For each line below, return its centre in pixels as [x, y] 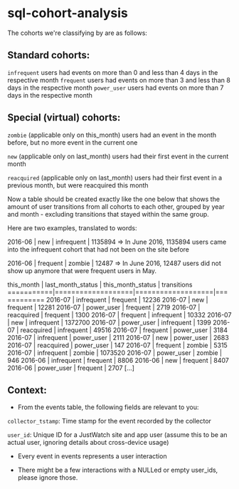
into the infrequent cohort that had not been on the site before [99, 249]
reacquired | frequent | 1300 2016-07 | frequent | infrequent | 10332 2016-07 [119, 314]
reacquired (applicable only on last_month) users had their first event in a [115, 177]
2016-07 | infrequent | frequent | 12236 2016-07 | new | [127, 299]
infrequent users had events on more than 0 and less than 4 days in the [113, 72]
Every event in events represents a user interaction [92, 456]
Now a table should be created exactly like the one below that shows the [114, 199]
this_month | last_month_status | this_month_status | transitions [100, 284]
